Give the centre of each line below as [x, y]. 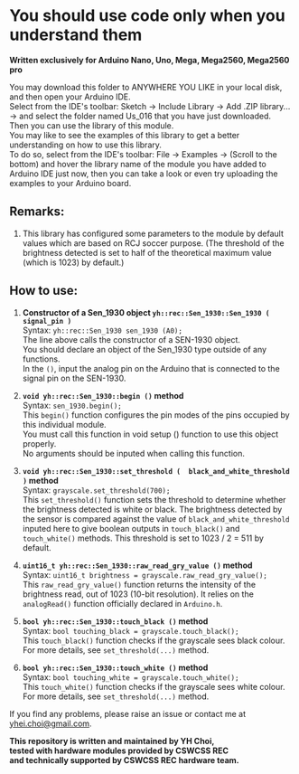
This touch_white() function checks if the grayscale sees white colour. [154, 686]
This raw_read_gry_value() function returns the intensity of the [139, 584]
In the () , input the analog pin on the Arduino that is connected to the [151, 368]
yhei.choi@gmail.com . [51, 723]
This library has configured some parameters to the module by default [153, 233]
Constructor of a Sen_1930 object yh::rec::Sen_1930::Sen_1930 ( [146, 312]
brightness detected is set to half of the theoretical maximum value [147, 252]
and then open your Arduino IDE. [70, 97]
